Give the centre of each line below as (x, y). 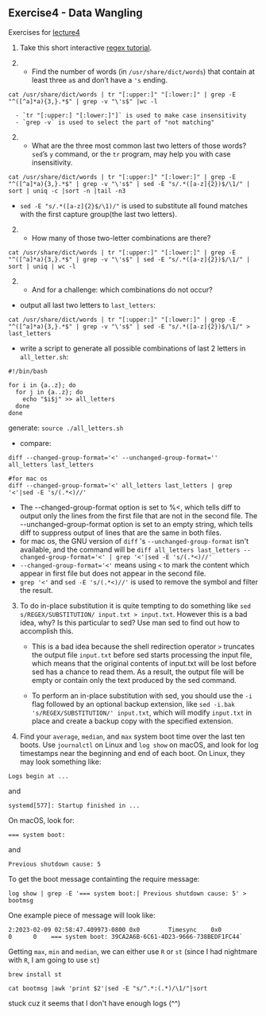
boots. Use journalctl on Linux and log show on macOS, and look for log (139, 745)
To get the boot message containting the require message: (104, 878)
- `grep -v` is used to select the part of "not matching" (115, 122)
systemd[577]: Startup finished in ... (74, 805)
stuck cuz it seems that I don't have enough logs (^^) (94, 1003)
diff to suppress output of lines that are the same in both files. (121, 533)
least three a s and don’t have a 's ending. (100, 79)
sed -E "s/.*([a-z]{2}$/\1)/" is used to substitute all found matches (134, 205)
